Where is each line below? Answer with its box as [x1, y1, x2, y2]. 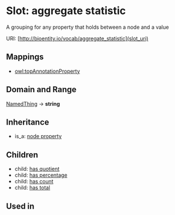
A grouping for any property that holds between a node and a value [6, 23, 169, 31]
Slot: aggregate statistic [6, 4, 126, 18]
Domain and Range [6, 85, 77, 95]
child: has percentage [14, 172, 68, 179]
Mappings [6, 52, 44, 62]
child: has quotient [14, 166, 60, 173]
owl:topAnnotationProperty [14, 68, 80, 75]
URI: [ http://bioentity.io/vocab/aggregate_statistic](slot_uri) [6, 35, 149, 42]
